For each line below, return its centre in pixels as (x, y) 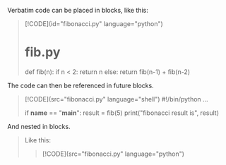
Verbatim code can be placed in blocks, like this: (78, 10)
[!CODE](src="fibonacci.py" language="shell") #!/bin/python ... (116, 99)
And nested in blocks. (39, 126)
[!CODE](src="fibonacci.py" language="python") (113, 154)
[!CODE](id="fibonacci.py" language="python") (94, 24)
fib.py (42, 53)
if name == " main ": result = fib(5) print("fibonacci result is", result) (122, 113)
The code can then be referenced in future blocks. (81, 85)
